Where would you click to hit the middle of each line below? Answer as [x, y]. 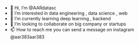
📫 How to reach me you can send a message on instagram [72, 30]
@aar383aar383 [27, 37]
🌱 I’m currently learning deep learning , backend [60, 18]
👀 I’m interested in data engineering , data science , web [69, 13]
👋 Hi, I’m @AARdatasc [33, 8]
